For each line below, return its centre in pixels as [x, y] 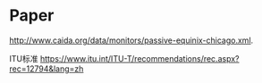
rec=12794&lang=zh [46, 69]
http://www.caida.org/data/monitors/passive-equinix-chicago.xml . [131, 40]
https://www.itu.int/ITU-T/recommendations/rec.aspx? [139, 58]
